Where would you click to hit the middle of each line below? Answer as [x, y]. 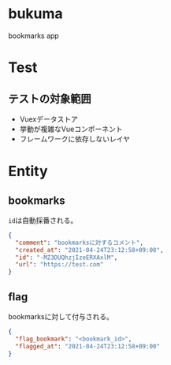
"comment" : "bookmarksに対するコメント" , [80, 243]
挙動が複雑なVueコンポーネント [71, 129]
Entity [28, 171]
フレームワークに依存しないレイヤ [74, 138]
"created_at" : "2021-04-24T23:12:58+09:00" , [89, 250]
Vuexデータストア [49, 119]
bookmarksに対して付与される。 [61, 316]
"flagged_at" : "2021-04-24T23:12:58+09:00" [87, 346]
